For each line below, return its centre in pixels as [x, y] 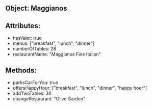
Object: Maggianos [36, 8]
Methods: [21, 70]
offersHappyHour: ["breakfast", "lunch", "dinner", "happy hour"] [80, 88]
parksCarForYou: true [35, 83]
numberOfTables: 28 [34, 49]
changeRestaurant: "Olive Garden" [49, 99]
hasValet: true [27, 38]
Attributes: [23, 26]
